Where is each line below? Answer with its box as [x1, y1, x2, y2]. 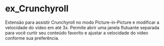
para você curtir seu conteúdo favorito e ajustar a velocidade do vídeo [5, 30, 148, 36]
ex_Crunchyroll [5, 3, 69, 14]
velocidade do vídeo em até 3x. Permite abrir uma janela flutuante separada [5, 24, 160, 30]
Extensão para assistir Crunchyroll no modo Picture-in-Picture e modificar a [5, 19, 160, 25]
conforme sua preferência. [5, 35, 59, 41]
